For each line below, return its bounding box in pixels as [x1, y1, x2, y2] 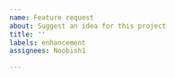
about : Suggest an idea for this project [9, 21, 167, 30]
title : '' [9, 30, 47, 38]
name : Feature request [9, 13, 94, 22]
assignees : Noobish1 [9, 47, 87, 56]
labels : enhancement [9, 38, 87, 47]
